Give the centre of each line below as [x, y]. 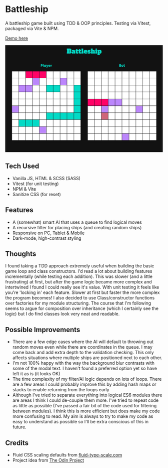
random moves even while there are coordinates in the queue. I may [82, 347]
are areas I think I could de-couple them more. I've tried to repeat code [85, 400]
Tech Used [22, 166]
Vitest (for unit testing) [35, 184]
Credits [17, 443]
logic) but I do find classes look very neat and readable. [62, 314]
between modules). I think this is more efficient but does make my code [86, 411]
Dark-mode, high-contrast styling [47, 238]
